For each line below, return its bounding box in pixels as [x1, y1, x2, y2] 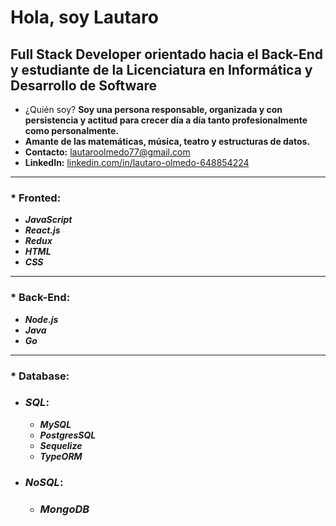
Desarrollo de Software [10, 77, 158, 94]
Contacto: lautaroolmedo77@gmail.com [24, 146, 191, 158]
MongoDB [39, 502, 90, 516]
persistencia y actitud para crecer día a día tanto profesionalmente [24, 114, 308, 126]
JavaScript [24, 214, 73, 226]
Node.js [24, 313, 59, 325]
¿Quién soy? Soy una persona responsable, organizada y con [24, 104, 283, 115]
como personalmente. [24, 125, 120, 136]
